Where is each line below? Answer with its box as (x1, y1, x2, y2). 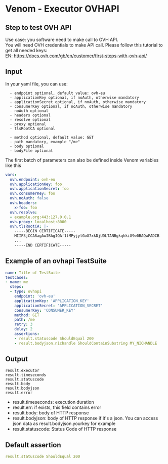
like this (5, 162, 21, 168)
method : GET (14, 312, 39, 318)
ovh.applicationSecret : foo (10, 186, 69, 191)
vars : (5, 172, 17, 177)
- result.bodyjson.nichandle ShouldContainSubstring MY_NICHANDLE (14, 341, 157, 346)
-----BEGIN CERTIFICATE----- (14, 229, 76, 234)
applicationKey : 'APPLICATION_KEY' (14, 298, 90, 304)
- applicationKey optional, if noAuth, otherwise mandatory (10, 95, 139, 100)
